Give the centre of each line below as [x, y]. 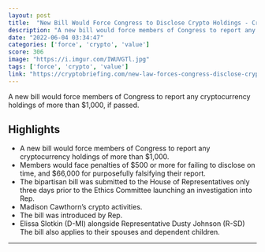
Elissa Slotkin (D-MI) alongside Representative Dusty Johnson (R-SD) [132, 224]
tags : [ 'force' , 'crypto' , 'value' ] [68, 67]
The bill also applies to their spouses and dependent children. [120, 232]
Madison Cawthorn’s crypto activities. [81, 207]
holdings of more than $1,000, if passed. [74, 105]
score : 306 [26, 52]
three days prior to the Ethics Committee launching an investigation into [136, 191]
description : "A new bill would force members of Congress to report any [132, 30]
